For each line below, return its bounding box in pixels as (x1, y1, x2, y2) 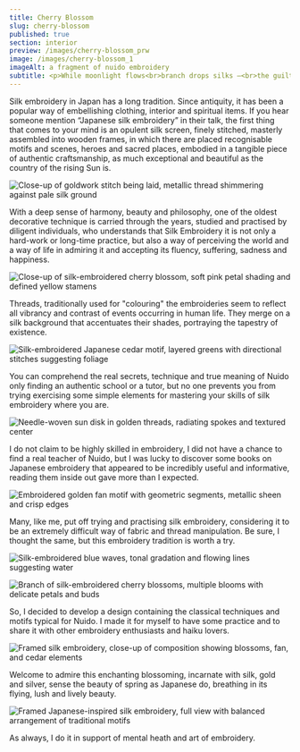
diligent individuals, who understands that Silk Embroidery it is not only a (9, 225, 277, 236)
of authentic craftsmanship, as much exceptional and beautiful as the (9, 153, 263, 164)
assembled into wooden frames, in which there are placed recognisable (9, 133, 272, 144)
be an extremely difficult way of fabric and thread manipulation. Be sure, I (9, 525, 279, 537)
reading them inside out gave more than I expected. (9, 471, 199, 483)
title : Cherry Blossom (9, 13, 94, 22)
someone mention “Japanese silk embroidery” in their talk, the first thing (9, 114, 275, 125)
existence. (9, 326, 47, 337)
